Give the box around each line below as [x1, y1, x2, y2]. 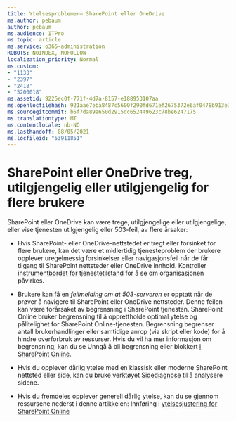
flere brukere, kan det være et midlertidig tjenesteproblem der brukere [17, 247, 221, 255]
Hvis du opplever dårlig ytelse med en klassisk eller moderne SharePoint [17, 364, 228, 372]
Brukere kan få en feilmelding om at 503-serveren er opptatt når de [17, 290, 213, 299]
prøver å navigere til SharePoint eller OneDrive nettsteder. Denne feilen [17, 298, 223, 306]
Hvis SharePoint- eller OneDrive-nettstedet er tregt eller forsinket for [17, 239, 216, 248]
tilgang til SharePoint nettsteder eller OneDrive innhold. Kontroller [17, 262, 207, 270]
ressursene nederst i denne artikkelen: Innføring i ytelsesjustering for [17, 399, 218, 408]
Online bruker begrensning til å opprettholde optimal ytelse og [17, 312, 198, 321]
